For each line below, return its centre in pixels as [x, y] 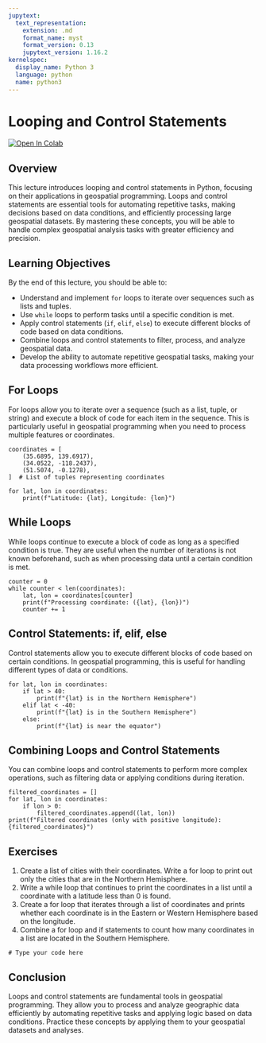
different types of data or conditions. [68, 669]
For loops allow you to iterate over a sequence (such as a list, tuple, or [123, 409]
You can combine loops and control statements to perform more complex [128, 770]
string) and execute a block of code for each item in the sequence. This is [129, 417]
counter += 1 [44, 609]
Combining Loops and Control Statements [114, 750]
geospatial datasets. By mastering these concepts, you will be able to [122, 221]
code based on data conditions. [71, 332]
